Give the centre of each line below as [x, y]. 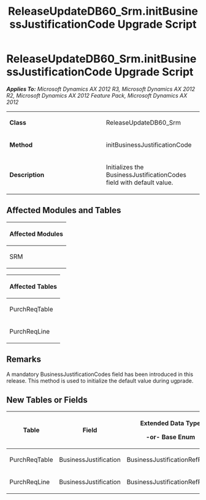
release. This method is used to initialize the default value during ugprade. [100, 381]
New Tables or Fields [47, 400]
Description [27, 174]
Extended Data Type [170, 423]
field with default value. [140, 182]
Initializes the [125, 167]
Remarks [24, 360]
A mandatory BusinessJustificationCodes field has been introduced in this [100, 374]
